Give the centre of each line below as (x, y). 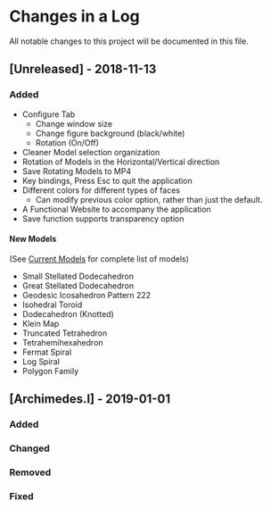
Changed (30, 448)
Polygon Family (50, 371)
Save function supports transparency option (103, 218)
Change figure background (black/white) (110, 133)
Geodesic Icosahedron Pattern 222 (86, 295)
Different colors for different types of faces (101, 190)
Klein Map (41, 323)
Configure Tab (49, 114)
